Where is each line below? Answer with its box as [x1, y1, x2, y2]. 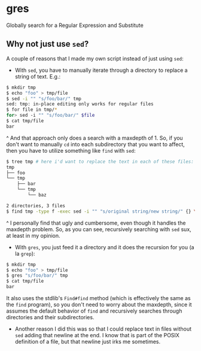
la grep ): [14, 250, 35, 257]
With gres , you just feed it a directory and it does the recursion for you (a [14, 243, 194, 250]
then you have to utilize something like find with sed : [6, 147, 136, 154]
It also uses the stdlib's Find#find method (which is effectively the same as [6, 295, 191, 301]
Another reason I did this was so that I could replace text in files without [14, 325, 192, 332]
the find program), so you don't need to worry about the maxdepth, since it [6, 301, 193, 308]
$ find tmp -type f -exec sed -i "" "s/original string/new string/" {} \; [6, 208, 199, 214]
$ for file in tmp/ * [6, 107, 58, 113]
